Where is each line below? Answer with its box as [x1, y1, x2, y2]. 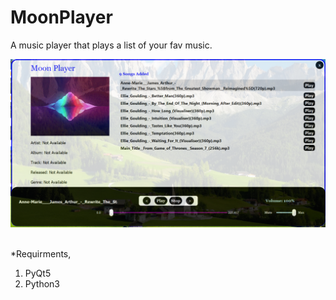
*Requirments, [10, 247, 72, 260]
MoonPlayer [10, 6, 113, 29]
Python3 [24, 277, 60, 290]
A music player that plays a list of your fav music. [10, 39, 213, 51]
